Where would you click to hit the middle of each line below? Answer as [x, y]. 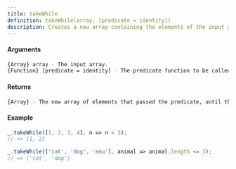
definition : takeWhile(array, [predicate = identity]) [89, 20]
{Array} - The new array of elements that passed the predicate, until [114, 102]
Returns [19, 87]
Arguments [24, 49]
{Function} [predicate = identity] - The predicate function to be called [119, 71]
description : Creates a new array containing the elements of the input [116, 27]
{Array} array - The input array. [58, 64]
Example [20, 118]
